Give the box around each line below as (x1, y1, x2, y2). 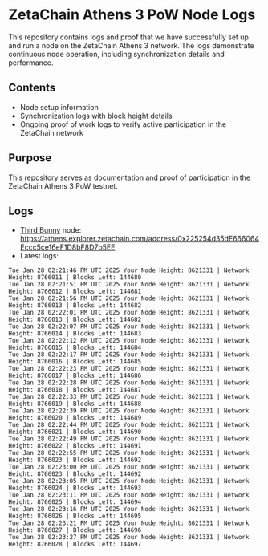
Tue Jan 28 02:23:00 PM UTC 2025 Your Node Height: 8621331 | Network (8, 463, 250, 471)
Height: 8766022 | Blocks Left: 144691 (8, 442, 142, 450)
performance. (8, 58, 54, 67)
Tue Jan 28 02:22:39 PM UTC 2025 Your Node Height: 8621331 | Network (8, 407, 250, 415)
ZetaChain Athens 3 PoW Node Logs (8, 6, 256, 24)
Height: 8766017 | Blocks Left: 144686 (8, 371, 142, 380)
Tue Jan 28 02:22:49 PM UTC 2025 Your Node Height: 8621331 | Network (8, 435, 250, 443)
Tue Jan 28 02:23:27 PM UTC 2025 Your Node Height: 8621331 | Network (8, 534, 250, 542)
